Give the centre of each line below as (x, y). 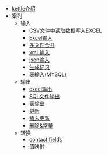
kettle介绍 (24, 8)
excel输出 (41, 89)
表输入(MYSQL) (48, 74)
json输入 (39, 60)
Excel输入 (41, 38)
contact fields (46, 139)
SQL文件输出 (44, 96)
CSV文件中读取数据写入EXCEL (65, 30)
